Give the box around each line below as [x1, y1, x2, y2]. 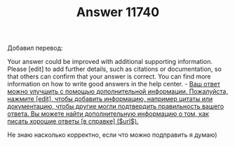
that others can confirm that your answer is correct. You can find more [7, 72, 211, 81]
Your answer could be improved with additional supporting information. [7, 58, 213, 66]
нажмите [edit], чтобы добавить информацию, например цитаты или [7, 95, 213, 103]
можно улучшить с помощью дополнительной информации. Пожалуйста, [7, 87, 228, 95]
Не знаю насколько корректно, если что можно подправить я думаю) [7, 131, 217, 139]
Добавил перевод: [7, 44, 63, 53]
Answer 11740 [76, 4, 160, 20]
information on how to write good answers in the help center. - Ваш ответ [7, 80, 221, 88]
